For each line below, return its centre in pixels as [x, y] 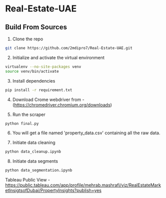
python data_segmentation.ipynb [39, 170]
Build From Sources [36, 27]
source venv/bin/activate [32, 71]
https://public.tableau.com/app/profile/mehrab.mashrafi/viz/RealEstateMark [83, 185]
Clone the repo [28, 39]
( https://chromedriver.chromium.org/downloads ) [62, 104]
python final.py [22, 123]
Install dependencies [34, 81]
